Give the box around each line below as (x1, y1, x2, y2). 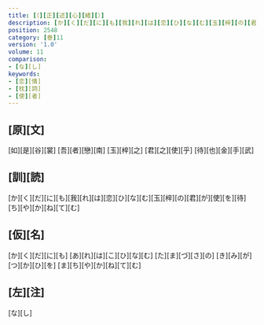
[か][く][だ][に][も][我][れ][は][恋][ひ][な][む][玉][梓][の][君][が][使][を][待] (8, 193, 247, 202)
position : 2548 (8, 26, 58, 34)
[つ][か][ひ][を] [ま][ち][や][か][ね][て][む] (8, 260, 141, 270)
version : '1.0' (8, 41, 58, 49)
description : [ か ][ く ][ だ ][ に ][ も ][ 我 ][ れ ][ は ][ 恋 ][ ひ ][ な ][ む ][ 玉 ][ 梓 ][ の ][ (8, 19, 251, 27)
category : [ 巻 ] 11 (8, 33, 64, 42)
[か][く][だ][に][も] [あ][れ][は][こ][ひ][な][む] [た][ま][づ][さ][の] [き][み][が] (8, 250, 253, 260)
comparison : (8, 56, 47, 64)
